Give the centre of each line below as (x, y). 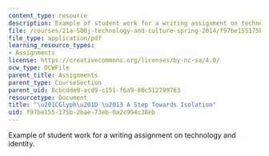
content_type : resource (48, 16)
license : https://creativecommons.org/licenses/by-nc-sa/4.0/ (114, 61)
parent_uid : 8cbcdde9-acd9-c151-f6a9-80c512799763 (94, 90)
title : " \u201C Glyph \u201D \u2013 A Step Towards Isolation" (112, 105)
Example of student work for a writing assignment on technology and (122, 135)
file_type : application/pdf (55, 38)
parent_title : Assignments (53, 75)
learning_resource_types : (51, 46)
